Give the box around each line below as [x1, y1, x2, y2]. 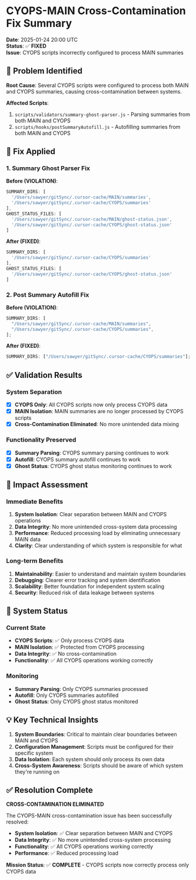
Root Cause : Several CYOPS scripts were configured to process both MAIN [6, 81, 189, 89]
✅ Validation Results [6, 370, 82, 380]
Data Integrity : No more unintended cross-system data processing [14, 523, 178, 530]
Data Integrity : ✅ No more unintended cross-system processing [14, 836, 171, 844]
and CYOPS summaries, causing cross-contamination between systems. [6, 88, 182, 95]
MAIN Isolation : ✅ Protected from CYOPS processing [14, 643, 145, 651]
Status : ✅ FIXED [6, 42, 47, 49]
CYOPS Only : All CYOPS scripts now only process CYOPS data [14, 401, 168, 409]
